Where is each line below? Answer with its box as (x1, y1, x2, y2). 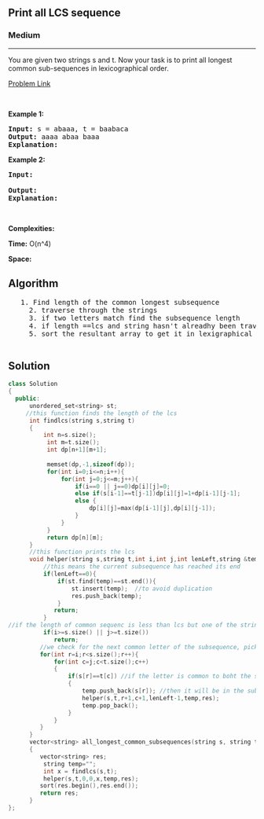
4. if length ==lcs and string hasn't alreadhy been (28, 321, 236, 330)
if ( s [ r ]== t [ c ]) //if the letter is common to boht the (68, 672, 251, 681)
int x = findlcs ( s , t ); (42, 767, 118, 775)
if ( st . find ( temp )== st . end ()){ (57, 577, 156, 585)
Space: (8, 254, 32, 263)
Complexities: (8, 223, 55, 233)
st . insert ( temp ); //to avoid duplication (71, 585, 213, 593)
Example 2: (8, 155, 46, 164)
